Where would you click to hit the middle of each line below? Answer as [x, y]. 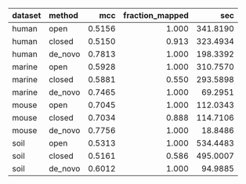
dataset [27, 15]
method [63, 15]
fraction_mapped [156, 15]
